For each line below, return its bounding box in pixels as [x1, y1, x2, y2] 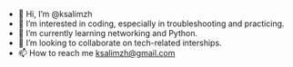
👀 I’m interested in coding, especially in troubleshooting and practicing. [17, 18, 285, 29]
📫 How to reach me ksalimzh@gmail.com [17, 48, 176, 58]
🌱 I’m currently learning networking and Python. [17, 28, 198, 38]
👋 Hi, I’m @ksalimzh [17, 9, 93, 19]
